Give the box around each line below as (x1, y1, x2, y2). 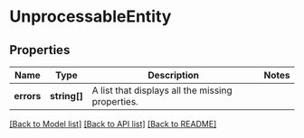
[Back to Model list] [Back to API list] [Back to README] (9, 119, 217, 129)
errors (14, 90, 42, 102)
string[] (49, 90, 83, 102)
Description (147, 69, 200, 81)
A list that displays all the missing (91, 84, 233, 97)
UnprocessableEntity (9, 6, 172, 27)
